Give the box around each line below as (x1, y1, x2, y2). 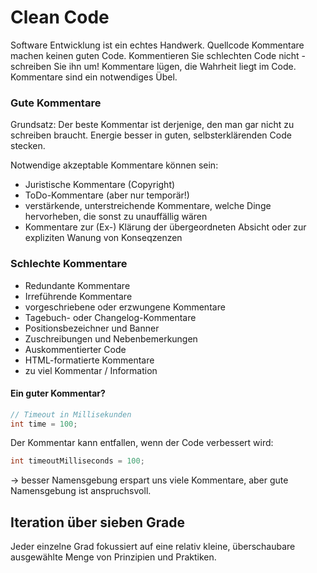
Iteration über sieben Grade (10, 514, 186, 531)
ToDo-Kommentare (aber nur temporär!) (24, 189, 190, 201)
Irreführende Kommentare (24, 290, 133, 302)
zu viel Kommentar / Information (24, 364, 158, 376)
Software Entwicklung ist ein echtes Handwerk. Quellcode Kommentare (10, 39, 305, 51)
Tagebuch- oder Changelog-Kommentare (24, 311, 197, 323)
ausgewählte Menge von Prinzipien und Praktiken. (10, 551, 217, 563)
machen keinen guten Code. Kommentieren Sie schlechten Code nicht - (10, 49, 307, 61)
